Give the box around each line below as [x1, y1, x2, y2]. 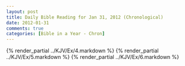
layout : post [6, 8, 39, 15]
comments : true [6, 25, 44, 32]
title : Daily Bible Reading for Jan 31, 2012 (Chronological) [6, 14, 164, 20]
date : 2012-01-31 [6, 20, 49, 26]
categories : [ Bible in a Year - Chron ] [6, 31, 105, 37]
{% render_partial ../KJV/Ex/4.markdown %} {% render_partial [6, 47, 159, 54]
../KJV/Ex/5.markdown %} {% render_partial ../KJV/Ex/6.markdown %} [6, 54, 180, 61]
